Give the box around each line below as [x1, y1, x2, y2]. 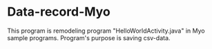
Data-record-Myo [7, 4, 110, 20]
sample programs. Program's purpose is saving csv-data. [7, 33, 171, 42]
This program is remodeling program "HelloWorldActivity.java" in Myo [7, 27, 205, 35]
